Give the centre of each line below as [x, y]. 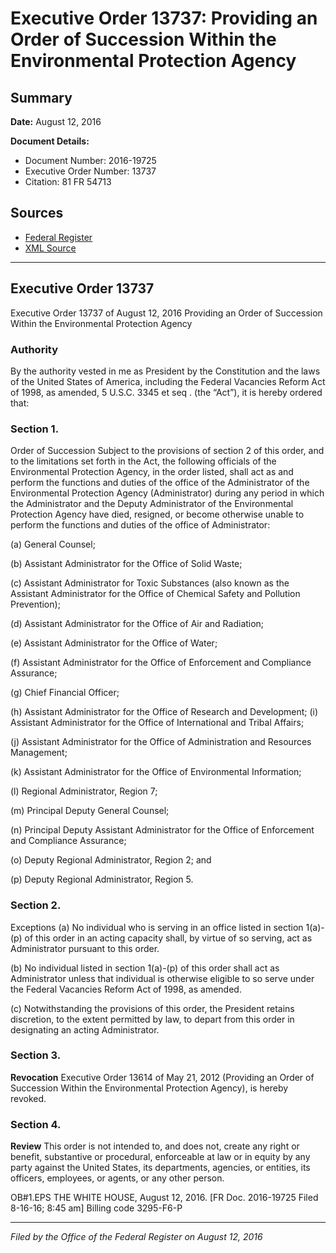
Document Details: [50, 141]
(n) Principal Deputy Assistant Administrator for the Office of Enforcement [162, 830]
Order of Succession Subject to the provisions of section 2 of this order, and [167, 451]
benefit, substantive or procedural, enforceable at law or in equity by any [160, 1157]
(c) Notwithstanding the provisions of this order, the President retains [152, 1008]
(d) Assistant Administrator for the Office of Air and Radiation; [137, 624]
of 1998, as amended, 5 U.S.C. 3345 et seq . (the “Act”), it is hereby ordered [166, 392]
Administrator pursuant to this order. [85, 948]
